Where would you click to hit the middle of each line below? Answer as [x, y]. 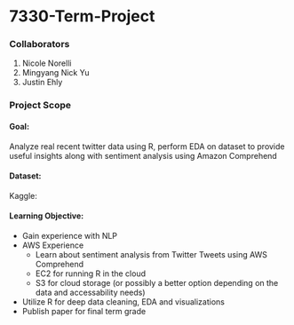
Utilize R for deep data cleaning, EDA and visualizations [123, 302]
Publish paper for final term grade [84, 312]
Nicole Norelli [47, 63]
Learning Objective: [47, 216]
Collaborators [40, 44]
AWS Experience [53, 245]
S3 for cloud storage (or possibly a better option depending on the [157, 283]
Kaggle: [24, 195]
